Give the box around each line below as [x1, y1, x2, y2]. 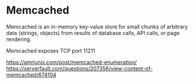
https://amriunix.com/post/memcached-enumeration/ [6, 59, 137, 66]
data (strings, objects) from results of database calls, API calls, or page [6, 29, 180, 36]
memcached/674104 [6, 71, 56, 78]
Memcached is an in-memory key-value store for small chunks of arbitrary [6, 23, 188, 30]
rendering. [6, 35, 31, 43]
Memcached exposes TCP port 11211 [6, 47, 96, 54]
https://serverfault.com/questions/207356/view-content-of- [6, 64, 153, 72]
